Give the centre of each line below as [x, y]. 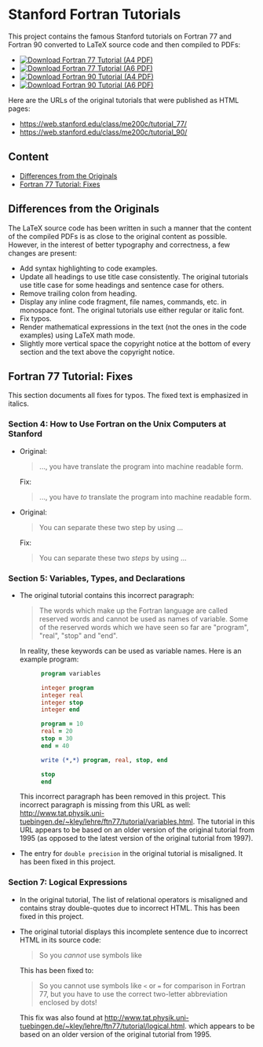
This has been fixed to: [57, 970]
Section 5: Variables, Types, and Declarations [97, 578]
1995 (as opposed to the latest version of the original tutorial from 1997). [136, 839]
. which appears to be [219, 1026]
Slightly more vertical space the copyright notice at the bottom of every [135, 343]
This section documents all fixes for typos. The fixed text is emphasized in [128, 396]
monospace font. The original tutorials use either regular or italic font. [132, 310]
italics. [19, 404]
